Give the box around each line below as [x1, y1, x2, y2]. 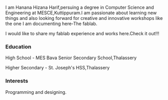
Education [5, 43, 32, 50]
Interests [5, 78, 28, 85]
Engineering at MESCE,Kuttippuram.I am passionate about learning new [5, 10, 157, 16]
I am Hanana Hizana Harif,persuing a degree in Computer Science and [5, 5, 154, 10]
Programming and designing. [5, 89, 67, 95]
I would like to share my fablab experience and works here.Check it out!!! [5, 31, 160, 36]
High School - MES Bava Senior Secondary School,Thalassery [5, 55, 137, 61]
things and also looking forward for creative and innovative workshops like [5, 15, 163, 21]
